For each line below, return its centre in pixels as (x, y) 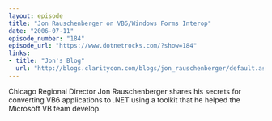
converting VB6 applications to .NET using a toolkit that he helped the (124, 100)
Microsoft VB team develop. (55, 108)
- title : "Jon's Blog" (47, 61)
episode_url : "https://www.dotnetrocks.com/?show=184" (103, 46)
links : (19, 53)
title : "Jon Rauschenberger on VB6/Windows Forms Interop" (110, 23)
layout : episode (36, 16)
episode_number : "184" (47, 38)
